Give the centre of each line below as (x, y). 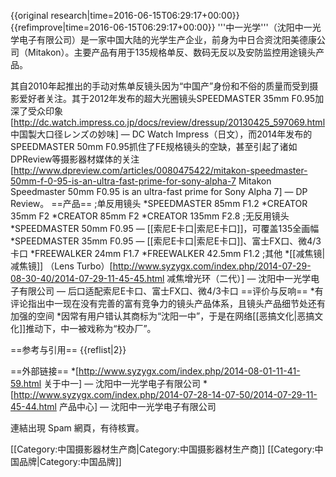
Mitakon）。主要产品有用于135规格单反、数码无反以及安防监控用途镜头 (172, 52)
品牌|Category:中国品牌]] (70, 461)
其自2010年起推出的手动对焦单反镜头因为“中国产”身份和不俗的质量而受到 (160, 86)
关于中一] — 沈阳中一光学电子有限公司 (122, 383)
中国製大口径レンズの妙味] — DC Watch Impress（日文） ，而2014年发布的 (161, 134)
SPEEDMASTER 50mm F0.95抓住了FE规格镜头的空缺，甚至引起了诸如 (154, 146)
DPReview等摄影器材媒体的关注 (75, 159)
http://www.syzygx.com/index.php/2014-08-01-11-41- (189, 371)
